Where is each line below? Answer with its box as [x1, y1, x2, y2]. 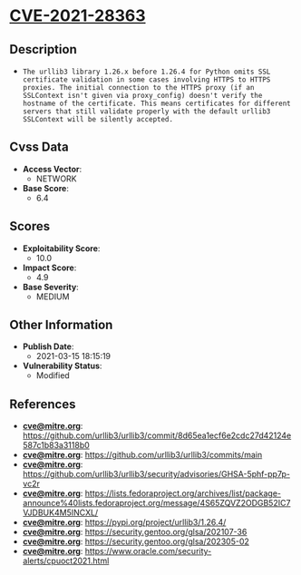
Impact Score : [22, 262, 77, 273]
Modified [35, 370, 70, 381]
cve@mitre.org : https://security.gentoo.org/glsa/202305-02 [22, 536, 249, 547]
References [9, 396, 76, 412]
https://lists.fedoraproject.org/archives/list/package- [84, 488, 282, 499]
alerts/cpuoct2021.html [22, 555, 110, 567]
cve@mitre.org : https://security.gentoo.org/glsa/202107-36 [22, 527, 248, 538]
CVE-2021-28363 [9, 5, 147, 26]
